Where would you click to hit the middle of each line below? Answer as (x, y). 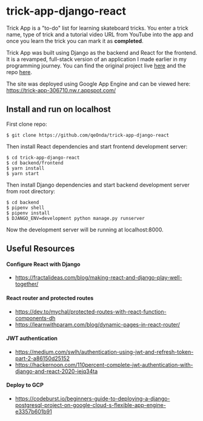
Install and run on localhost (58, 110)
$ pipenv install (28, 213)
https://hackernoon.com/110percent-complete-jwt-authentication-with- (104, 365)
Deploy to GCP (25, 385)
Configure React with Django (43, 264)
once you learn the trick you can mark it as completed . (75, 41)
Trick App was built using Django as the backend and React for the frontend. (102, 52)
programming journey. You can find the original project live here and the (96, 66)
